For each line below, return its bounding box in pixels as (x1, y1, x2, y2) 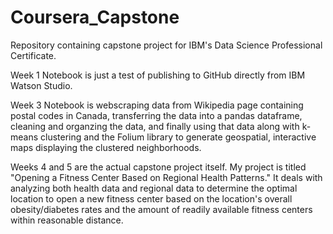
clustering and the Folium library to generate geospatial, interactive (40, 131, 317, 143)
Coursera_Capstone (10, 6, 180, 29)
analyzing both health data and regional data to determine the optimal (10, 182, 298, 194)
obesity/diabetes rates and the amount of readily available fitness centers (10, 203, 313, 215)
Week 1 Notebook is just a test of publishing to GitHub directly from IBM (10, 69, 306, 81)
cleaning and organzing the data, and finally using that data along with (10, 120, 300, 132)
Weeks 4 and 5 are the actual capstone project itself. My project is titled (10, 161, 307, 173)
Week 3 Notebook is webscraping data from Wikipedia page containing (10, 99, 304, 111)
